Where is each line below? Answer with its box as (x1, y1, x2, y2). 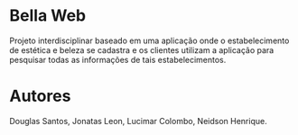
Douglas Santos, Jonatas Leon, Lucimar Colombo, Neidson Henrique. (9, 115, 268, 126)
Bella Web (9, 5, 87, 26)
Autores (9, 86, 71, 106)
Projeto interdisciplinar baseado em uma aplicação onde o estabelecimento (9, 35, 290, 46)
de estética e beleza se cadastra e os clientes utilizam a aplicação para (9, 44, 275, 55)
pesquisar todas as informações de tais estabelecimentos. (9, 54, 227, 65)
